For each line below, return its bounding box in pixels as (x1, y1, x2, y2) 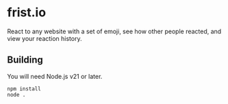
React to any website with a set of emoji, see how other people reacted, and (7, 27, 222, 35)
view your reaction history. (7, 34, 82, 42)
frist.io (7, 5, 47, 20)
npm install (7, 85, 41, 92)
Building (7, 54, 43, 66)
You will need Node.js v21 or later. (7, 72, 103, 80)
